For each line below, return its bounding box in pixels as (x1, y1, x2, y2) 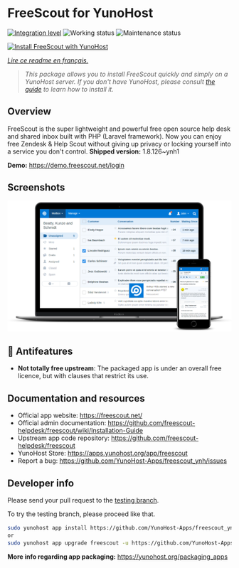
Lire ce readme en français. (7, 55, 89, 65)
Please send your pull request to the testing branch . (7, 496, 159, 505)
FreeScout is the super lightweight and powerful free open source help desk (7, 124, 231, 133)
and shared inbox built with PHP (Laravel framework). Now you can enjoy (7, 132, 222, 140)
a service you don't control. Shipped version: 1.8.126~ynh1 (7, 147, 180, 156)
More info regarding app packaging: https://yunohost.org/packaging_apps (7, 552, 228, 561)
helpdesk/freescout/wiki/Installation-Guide (17, 427, 144, 435)
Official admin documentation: (17, 419, 107, 427)
